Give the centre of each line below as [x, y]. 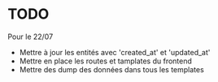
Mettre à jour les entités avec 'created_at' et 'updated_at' [115, 52]
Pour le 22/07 [31, 37]
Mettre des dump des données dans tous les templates [111, 69]
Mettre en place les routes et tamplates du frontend [106, 61]
